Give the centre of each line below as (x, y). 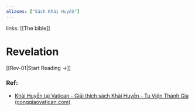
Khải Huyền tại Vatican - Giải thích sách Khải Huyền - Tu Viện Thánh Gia (102, 96)
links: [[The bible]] (28, 28)
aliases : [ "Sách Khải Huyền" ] (43, 11)
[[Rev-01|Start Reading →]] (39, 68)
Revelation (32, 52)
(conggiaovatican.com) (42, 102)
